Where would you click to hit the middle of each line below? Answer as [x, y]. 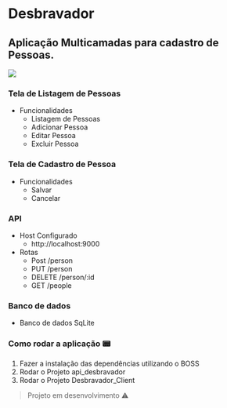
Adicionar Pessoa [59, 127]
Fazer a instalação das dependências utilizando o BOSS [109, 364]
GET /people [51, 285]
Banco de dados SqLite [57, 323]
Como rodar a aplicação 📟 [59, 344]
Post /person [52, 260]
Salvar [41, 190]
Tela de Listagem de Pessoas [65, 93]
